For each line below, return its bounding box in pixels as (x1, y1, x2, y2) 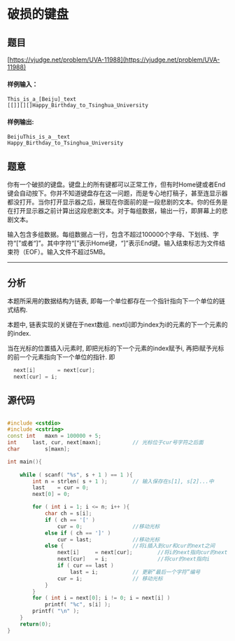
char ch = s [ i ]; (44, 510, 92, 517)
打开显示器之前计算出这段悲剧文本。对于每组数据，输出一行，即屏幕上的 (13, 207, 222, 215)
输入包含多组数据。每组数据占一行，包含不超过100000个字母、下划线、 (7, 230, 213, 239)
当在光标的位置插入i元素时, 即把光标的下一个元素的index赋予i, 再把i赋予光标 (7, 344, 225, 352)
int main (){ (7, 458, 42, 465)
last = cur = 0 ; (32, 484, 90, 491)
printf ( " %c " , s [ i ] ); (44, 601, 111, 608)
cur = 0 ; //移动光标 (57, 523, 160, 530)
